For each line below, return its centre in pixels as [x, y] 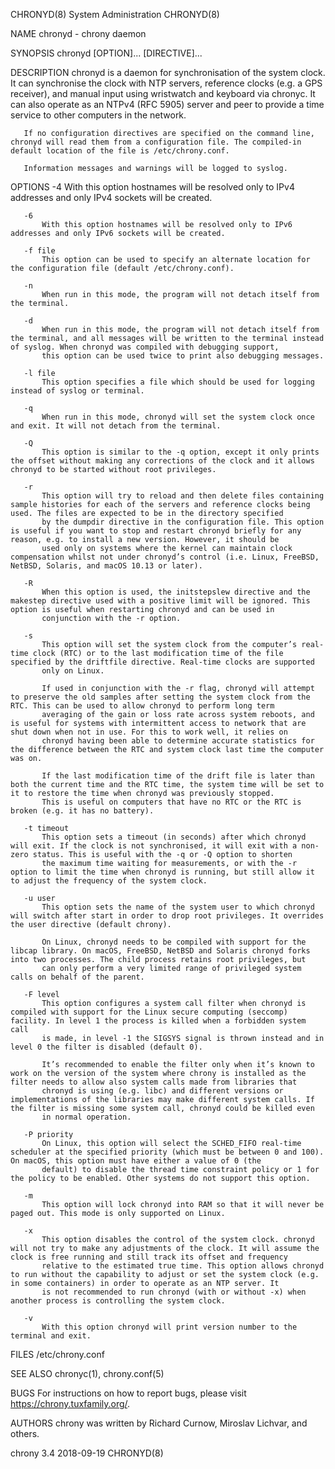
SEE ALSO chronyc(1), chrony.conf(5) [87, 1373]
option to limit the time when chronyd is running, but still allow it [162, 872]
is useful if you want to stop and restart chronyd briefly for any [156, 531]
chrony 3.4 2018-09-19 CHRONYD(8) [87, 1453]
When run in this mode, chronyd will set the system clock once [178, 417]
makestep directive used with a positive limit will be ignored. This [160, 601]
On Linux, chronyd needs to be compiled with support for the [174, 942]
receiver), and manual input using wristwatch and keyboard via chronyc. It [163, 93]
